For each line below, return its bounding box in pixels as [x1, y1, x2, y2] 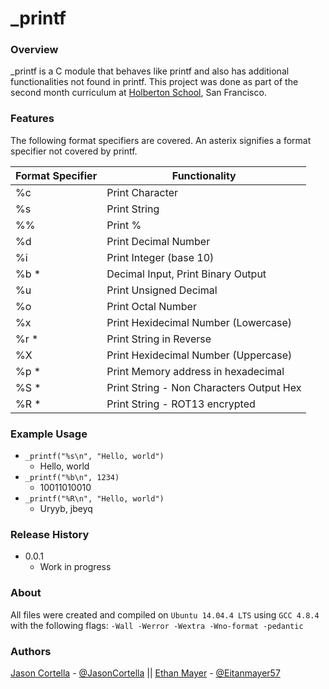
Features [10, 112, 55, 126]
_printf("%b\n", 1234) [24, 473, 120, 483]
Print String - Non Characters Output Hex [106, 380, 302, 394]
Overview [10, 43, 59, 57]
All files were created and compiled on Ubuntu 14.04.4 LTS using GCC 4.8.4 [10, 608, 320, 621]
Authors [10, 644, 52, 658]
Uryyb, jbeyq [39, 503, 93, 515]
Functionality [171, 168, 237, 182]
